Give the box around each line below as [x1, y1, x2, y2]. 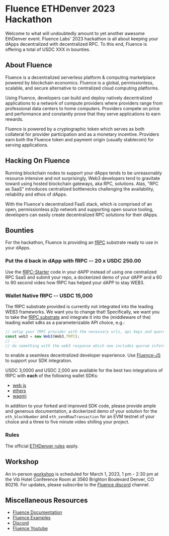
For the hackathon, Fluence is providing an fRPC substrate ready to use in [5, 239, 158, 245]
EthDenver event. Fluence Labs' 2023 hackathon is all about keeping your [5, 36, 158, 42]
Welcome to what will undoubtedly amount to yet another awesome [5, 30, 145, 36]
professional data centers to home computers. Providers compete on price [5, 105, 160, 111]
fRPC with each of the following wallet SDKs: [5, 373, 99, 379]
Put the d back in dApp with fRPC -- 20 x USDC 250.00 [5, 257, 141, 264]
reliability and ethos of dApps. [5, 191, 67, 197]
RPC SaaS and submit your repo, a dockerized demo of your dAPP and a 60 [5, 274, 162, 280]
